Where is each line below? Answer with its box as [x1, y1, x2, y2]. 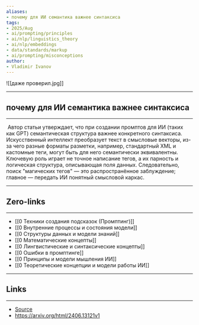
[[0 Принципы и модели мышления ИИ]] [14, 255, 117, 262]
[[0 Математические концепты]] [14, 237, 97, 243]
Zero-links [6, 196, 46, 207]
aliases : [6, 8, 28, 15]
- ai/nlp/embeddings [6, 42, 57, 48]
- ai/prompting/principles [6, 31, 73, 37]
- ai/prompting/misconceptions [6, 53, 84, 58]
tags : [6, 19, 20, 25]
